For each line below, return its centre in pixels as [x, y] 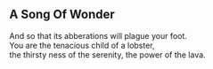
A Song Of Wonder [62, 15]
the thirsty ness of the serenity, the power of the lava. [108, 54]
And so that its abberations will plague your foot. [98, 35]
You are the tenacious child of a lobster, [82, 45]
